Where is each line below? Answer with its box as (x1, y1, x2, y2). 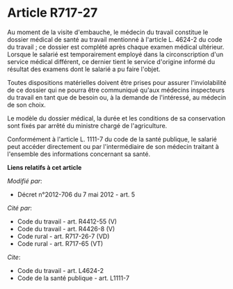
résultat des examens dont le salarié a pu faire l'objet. (7, 65, 161, 73)
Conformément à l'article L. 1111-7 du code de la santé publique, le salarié (7, 134, 217, 143)
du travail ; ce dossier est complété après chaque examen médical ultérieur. (7, 42, 225, 51)
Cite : (7, 253, 21, 261)
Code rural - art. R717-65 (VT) (17, 239, 104, 248)
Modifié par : (7, 176, 43, 185)
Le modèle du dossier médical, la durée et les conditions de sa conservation (7, 114, 226, 123)
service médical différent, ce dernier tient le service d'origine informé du (7, 57, 216, 65)
